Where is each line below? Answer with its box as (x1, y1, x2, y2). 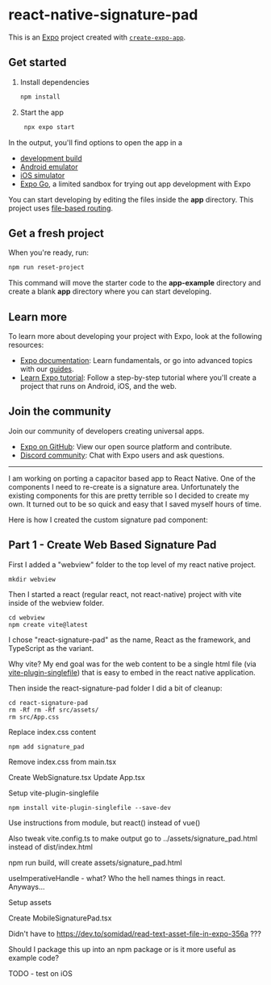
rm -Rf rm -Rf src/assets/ (8, 706, 99, 714)
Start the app (19, 107, 65, 117)
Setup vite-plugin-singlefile (8, 788, 99, 798)
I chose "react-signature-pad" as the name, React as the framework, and (8, 635, 252, 645)
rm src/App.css (8, 712, 60, 721)
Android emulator (19, 161, 78, 171)
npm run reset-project (8, 264, 85, 272)
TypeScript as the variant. (8, 643, 94, 653)
